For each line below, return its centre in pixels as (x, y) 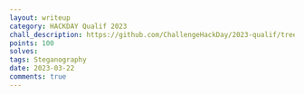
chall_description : (46, 34)
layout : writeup (40, 18)
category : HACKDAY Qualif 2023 (68, 26)
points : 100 (32, 43)
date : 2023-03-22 (42, 69)
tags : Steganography (48, 60)
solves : (24, 52)
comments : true (38, 77)
